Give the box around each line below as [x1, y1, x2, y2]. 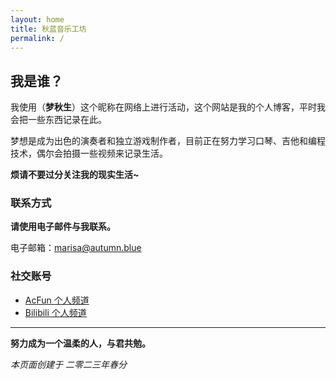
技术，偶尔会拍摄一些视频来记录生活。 [10, 147, 168, 160]
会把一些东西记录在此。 [10, 114, 107, 126]
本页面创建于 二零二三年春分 [10, 358, 127, 370]
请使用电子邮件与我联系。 [10, 221, 116, 233]
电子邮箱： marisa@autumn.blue [10, 242, 142, 254]
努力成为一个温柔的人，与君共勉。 [10, 337, 151, 349]
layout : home [10, 14, 65, 25]
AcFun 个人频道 [24, 294, 90, 306]
